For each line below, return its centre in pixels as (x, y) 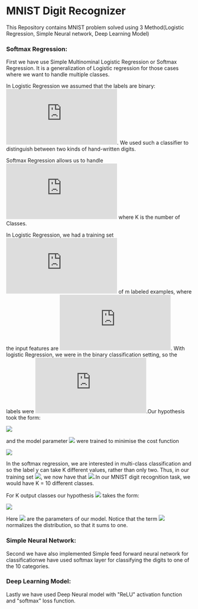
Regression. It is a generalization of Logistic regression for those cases (92, 68)
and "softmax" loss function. (41, 601)
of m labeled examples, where (155, 292)
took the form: (23, 418)
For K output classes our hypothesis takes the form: (73, 496)
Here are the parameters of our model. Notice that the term (82, 519)
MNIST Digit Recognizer (66, 11)
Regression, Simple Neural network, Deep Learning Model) (78, 33)
